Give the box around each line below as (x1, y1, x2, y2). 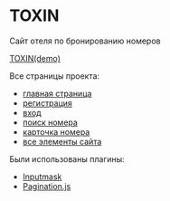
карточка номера (22, 126, 90, 137)
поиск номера (22, 117, 79, 128)
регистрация (22, 97, 72, 109)
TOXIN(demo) (9, 53, 61, 63)
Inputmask (22, 171, 62, 182)
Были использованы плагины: (9, 153, 125, 164)
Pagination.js (22, 180, 71, 191)
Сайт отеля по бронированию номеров (9, 35, 161, 46)
